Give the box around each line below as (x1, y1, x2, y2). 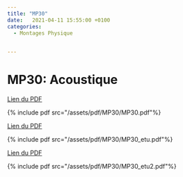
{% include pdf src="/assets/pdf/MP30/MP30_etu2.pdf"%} (7, 162, 177, 171)
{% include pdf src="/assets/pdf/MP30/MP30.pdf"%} (7, 108, 161, 117)
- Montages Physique (13, 29, 73, 37)
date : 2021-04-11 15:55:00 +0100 (7, 17, 111, 24)
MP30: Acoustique (7, 72, 118, 87)
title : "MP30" (7, 10, 49, 17)
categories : (7, 23, 42, 30)
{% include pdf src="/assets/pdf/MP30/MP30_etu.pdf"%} (7, 135, 173, 144)
